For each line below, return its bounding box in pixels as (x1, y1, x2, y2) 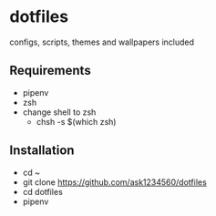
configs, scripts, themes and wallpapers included (9, 36, 194, 47)
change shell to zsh (22, 107, 97, 118)
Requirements (9, 63, 91, 78)
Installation (9, 143, 75, 159)
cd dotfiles (22, 186, 64, 197)
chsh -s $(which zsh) (36, 116, 117, 127)
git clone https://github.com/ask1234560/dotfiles (22, 176, 207, 188)
